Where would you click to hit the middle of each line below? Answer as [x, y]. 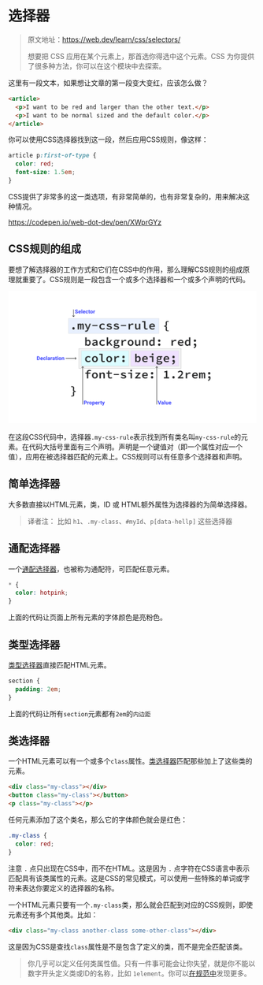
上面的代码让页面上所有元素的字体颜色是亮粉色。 [87, 617]
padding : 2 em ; [38, 689]
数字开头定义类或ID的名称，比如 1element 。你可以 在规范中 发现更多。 [139, 973]
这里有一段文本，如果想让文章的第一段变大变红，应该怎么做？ [108, 83]
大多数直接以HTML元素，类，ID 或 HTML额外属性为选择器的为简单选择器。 [130, 504]
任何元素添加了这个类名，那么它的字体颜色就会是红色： [98, 820]
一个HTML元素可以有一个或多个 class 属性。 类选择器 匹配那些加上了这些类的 [130, 761]
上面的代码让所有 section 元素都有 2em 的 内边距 [80, 713]
